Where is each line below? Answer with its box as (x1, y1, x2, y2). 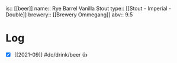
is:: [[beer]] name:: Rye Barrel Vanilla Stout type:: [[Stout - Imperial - (5, 5, 172, 12)
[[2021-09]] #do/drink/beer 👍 (14, 51, 88, 58)
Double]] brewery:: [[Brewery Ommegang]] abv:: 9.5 (5, 11, 133, 18)
